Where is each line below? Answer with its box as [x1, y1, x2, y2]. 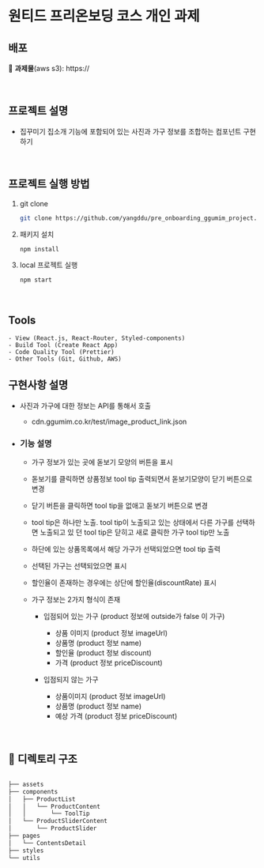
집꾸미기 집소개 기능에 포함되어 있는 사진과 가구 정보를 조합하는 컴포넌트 [19, 126, 242, 136]
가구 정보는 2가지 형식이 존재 [31, 594, 121, 605]
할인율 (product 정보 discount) [55, 648, 152, 658]
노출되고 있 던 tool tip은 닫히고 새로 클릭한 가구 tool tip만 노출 [40, 527, 230, 538]
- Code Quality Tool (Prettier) [8, 349, 115, 357]
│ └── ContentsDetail [8, 839, 87, 847]
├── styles [8, 847, 44, 855]
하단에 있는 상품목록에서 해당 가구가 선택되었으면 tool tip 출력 [31, 545, 221, 554]
